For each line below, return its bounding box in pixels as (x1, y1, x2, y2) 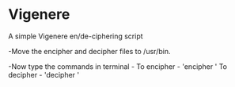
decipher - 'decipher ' (8, 70, 80, 79)
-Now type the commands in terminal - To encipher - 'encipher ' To (8, 61, 228, 71)
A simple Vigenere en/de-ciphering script (8, 31, 144, 41)
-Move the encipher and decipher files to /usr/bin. (8, 46, 171, 56)
